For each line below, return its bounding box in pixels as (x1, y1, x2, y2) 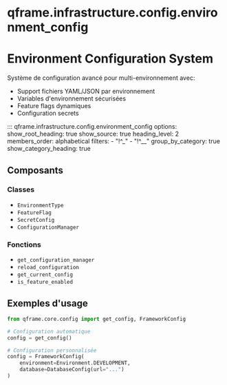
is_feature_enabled (17, 279, 74, 286)
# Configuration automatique (7, 328, 91, 335)
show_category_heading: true (7, 145, 91, 153)
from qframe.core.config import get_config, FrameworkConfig (7, 315, 186, 322)
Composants (7, 164, 64, 176)
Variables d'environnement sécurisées (17, 94, 126, 103)
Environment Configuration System (7, 51, 214, 67)
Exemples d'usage (7, 298, 88, 309)
